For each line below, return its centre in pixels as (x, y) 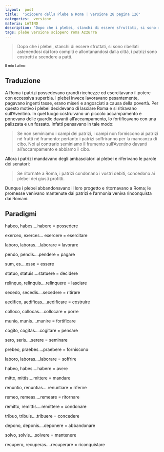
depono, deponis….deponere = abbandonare (50, 425)
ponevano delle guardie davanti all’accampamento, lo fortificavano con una (81, 119)
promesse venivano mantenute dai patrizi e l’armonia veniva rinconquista (79, 193)
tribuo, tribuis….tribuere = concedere (42, 416)
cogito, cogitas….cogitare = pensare (41, 330)
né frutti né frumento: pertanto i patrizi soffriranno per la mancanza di (87, 138)
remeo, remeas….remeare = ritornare (42, 397)
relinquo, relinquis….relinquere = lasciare (46, 283)
